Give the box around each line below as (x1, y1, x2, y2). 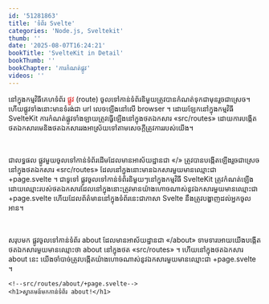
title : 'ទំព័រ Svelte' (8, 19, 75, 27)
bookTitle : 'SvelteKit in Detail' (8, 49, 124, 57)
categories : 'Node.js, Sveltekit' (8, 27, 124, 35)
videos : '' (8, 72, 45, 80)
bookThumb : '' (8, 57, 56, 65)
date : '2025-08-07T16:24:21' (8, 42, 106, 50)
